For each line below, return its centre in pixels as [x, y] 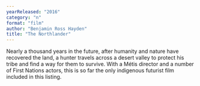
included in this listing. [34, 77]
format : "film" [25, 23]
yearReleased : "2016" [33, 12]
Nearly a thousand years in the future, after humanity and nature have [92, 51]
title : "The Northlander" [38, 34]
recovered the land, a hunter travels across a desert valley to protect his [95, 58]
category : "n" [24, 17]
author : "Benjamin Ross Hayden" [47, 29]
